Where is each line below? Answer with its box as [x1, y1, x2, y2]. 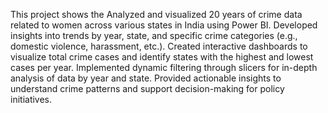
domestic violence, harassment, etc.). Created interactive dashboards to [10, 40, 308, 52]
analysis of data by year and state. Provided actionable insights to [10, 72, 282, 84]
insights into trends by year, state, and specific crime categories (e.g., [10, 30, 298, 41]
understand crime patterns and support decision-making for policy [10, 83, 285, 94]
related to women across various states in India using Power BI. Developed [10, 19, 318, 31]
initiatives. [10, 94, 53, 105]
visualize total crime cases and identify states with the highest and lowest [10, 51, 314, 63]
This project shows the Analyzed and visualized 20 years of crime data [10, 9, 303, 20]
